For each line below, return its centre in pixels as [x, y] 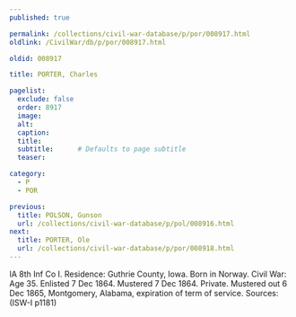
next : [19, 232]
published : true [39, 18]
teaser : [32, 158]
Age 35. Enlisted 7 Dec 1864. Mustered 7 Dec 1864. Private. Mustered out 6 [148, 283]
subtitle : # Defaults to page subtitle [102, 149]
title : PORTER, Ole [54, 240]
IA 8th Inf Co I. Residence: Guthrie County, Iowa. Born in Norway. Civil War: [148, 274]
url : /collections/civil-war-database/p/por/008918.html [126, 249]
